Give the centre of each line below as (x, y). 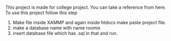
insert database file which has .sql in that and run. (65, 33)
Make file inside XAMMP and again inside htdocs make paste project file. (89, 23)
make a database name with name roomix (56, 28)
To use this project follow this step (41, 13)
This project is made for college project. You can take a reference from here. (86, 7)
